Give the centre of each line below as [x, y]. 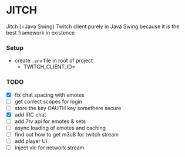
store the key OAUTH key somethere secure [68, 108]
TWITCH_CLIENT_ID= [49, 67]
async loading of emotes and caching [60, 128]
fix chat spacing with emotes [50, 95]
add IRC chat [30, 114]
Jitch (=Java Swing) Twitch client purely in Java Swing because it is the [93, 26]
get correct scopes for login [48, 101]
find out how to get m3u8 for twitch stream [67, 134]
